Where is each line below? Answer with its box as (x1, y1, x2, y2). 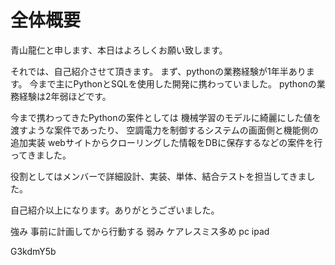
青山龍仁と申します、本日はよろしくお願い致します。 (10, 44, 228, 56)
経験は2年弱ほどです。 (18, 90, 112, 102)
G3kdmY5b (10, 245, 57, 257)
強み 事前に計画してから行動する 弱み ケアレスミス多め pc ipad (10, 225, 270, 237)
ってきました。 (10, 149, 72, 161)
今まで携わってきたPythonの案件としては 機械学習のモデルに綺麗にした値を (10, 111, 322, 123)
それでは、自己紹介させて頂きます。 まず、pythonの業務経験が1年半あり (10, 65, 307, 77)
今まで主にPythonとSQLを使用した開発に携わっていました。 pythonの (29, 77, 317, 90)
